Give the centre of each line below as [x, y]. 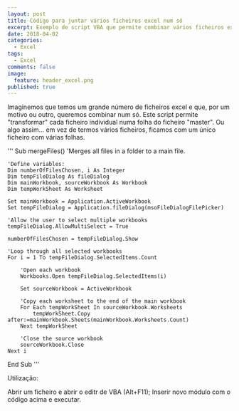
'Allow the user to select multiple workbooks [78, 220]
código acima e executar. [44, 400]
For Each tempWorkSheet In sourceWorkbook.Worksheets [101, 308]
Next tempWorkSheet [49, 326]
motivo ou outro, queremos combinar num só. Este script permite [103, 115]
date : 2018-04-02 [33, 34]
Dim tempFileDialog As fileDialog [59, 177]
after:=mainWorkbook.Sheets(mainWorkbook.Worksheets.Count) [99, 320]
